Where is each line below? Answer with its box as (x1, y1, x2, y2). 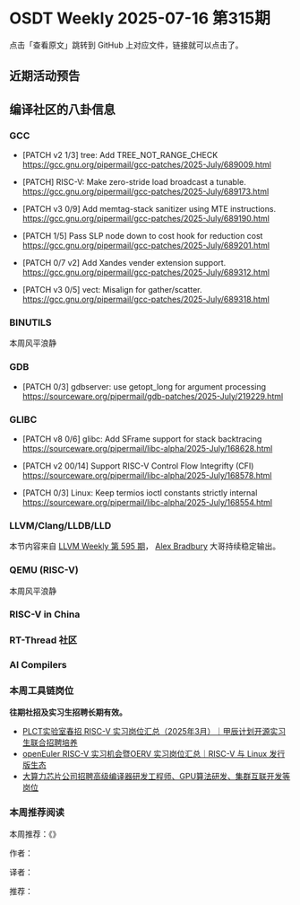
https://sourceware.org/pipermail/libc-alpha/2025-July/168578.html (21, 470, 272, 480)
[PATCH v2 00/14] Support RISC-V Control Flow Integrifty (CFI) (21, 460, 254, 471)
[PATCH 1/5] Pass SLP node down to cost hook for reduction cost (21, 231, 263, 242)
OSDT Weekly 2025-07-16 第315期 (9, 8, 271, 29)
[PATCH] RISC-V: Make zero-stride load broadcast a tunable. (21, 177, 246, 188)
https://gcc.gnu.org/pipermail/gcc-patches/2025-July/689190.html (21, 213, 270, 224)
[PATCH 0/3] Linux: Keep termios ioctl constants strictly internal (21, 487, 258, 498)
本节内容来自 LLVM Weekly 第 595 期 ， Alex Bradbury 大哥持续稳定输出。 (9, 540, 281, 552)
